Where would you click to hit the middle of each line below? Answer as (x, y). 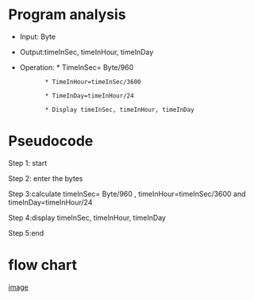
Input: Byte (38, 37)
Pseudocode (51, 141)
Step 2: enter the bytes (46, 178)
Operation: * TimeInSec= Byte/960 (77, 67)
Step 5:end (26, 233)
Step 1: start (28, 163)
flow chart (43, 265)
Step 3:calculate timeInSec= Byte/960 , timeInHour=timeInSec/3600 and (127, 194)
